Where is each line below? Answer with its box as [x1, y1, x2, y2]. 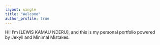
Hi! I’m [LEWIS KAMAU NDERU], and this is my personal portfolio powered [5, 30, 155, 35]
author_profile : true [5, 16, 50, 21]
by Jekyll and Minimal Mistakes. [5, 34, 70, 40]
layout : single [5, 7, 36, 12]
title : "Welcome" [5, 12, 41, 16]
